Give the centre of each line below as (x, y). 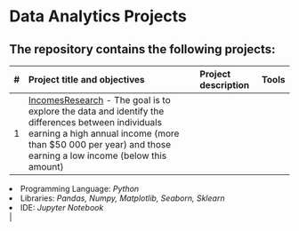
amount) (46, 167)
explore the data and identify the (96, 111)
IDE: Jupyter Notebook (62, 207)
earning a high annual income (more (104, 133)
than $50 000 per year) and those (100, 144)
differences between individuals (95, 122)
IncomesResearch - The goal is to (99, 100)
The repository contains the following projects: (142, 49)
